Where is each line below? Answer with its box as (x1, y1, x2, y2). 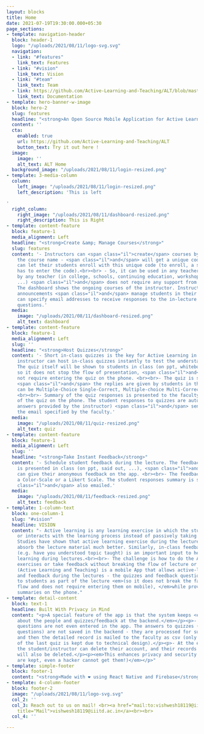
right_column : (12, 206, 47, 212)
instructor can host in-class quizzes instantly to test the (17, 359, 175, 365)
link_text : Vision (17, 71, 64, 77)
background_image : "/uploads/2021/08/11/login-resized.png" (12, 167, 167, 173)
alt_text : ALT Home (17, 161, 67, 167)
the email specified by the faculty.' (17, 409, 115, 416)
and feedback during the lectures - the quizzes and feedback (17, 573, 178, 579)
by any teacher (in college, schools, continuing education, (17, 274, 175, 280)
